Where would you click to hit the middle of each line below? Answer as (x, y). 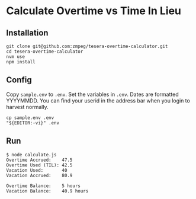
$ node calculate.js (32, 155)
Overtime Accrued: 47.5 (39, 160)
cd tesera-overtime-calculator (45, 52)
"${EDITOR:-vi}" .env (33, 123)
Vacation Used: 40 (37, 170)
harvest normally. (27, 107)
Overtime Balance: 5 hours (44, 186)
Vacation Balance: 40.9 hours (47, 191)
